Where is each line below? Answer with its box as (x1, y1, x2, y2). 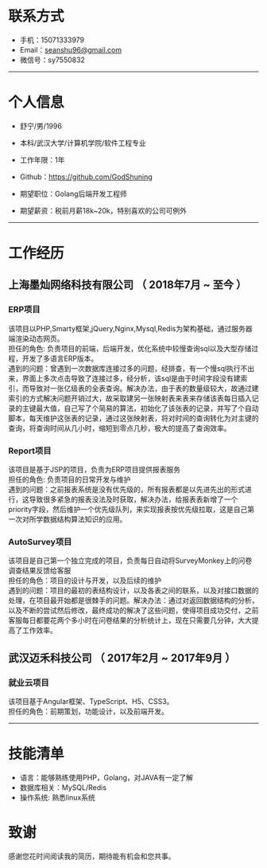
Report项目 (8, 445, 52, 456)
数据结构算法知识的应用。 (42, 514, 127, 524)
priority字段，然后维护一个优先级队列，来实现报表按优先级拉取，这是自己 (8, 505, 248, 514)
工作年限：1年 (19, 154, 65, 164)
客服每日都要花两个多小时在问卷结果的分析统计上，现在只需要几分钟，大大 (8, 616, 252, 625)
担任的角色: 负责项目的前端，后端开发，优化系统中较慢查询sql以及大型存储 (8, 343, 252, 353)
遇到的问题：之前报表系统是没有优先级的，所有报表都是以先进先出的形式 (8, 485, 245, 495)
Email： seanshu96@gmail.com (19, 45, 122, 54)
